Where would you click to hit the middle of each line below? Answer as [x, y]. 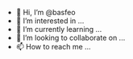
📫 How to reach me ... [53, 47]
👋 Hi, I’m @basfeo [46, 12]
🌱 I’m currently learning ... [59, 29]
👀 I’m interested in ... [50, 21]
